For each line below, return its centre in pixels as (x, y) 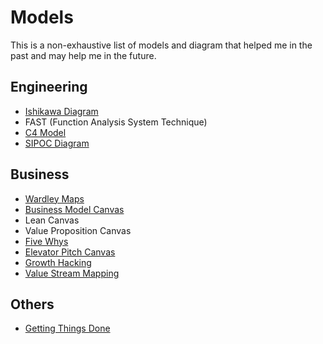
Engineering (49, 87)
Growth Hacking (58, 262)
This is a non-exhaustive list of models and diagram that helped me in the (161, 45)
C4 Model (45, 132)
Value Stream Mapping (72, 273)
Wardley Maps (54, 198)
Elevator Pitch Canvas (70, 252)
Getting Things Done (67, 328)
